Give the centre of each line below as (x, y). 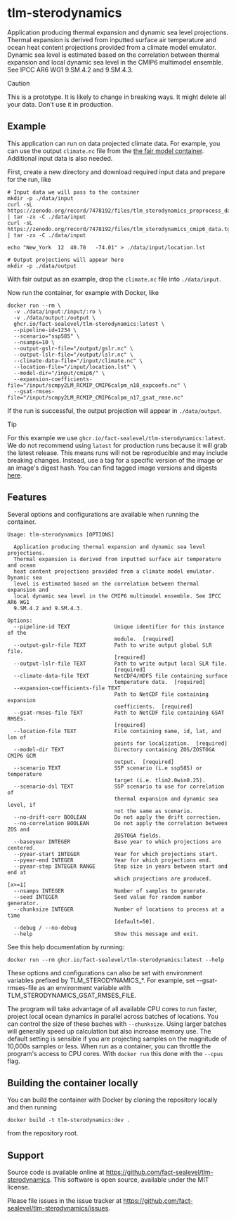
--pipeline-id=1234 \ (45, 330)
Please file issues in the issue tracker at (64, 1201)
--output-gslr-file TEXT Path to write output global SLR (113, 645)
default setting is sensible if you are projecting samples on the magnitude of (117, 1039)
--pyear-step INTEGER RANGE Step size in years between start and (121, 866)
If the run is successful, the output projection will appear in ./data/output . (115, 410)
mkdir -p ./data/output (42, 266)
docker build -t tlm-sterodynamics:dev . (69, 1120)
